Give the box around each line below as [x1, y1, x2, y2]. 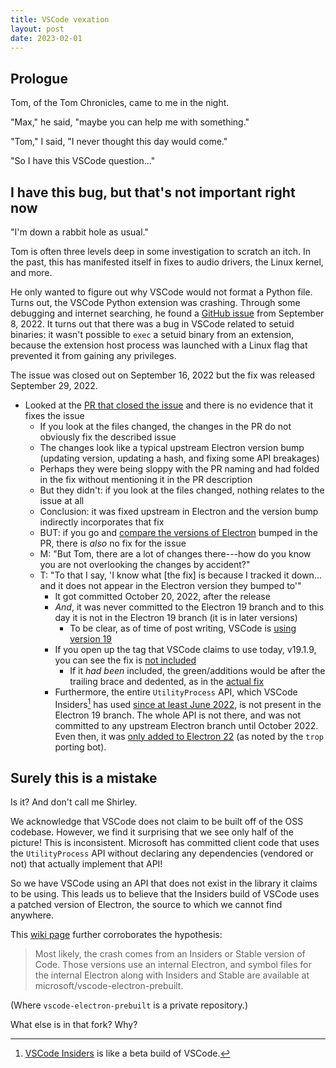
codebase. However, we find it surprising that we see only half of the [10, 826, 294, 838]
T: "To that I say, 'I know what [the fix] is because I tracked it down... [39, 569, 322, 581]
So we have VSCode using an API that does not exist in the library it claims [10, 877, 318, 890]
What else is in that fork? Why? [10, 1019, 138, 1031]
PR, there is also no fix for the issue [39, 537, 187, 549]
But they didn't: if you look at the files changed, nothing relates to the [39, 484, 325, 496]
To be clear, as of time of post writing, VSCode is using [69, 622, 297, 634]
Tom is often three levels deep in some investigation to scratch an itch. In [10, 246, 311, 257]
